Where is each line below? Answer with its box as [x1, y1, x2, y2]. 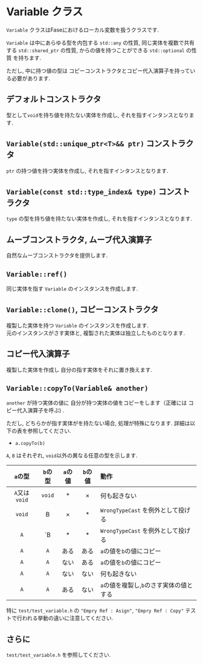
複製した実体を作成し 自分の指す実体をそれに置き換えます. [6, 366, 152, 373]
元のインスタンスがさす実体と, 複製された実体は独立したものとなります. [6, 329, 185, 337]
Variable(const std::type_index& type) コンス [6, 186, 182, 196]
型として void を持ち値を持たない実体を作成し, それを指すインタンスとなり [6, 111, 189, 118]
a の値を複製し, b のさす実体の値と [100, 581, 193, 589]
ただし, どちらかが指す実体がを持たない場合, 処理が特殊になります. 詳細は [6, 420, 190, 427]
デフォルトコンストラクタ [6, 94, 101, 104]
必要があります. [11, 75, 51, 82]
